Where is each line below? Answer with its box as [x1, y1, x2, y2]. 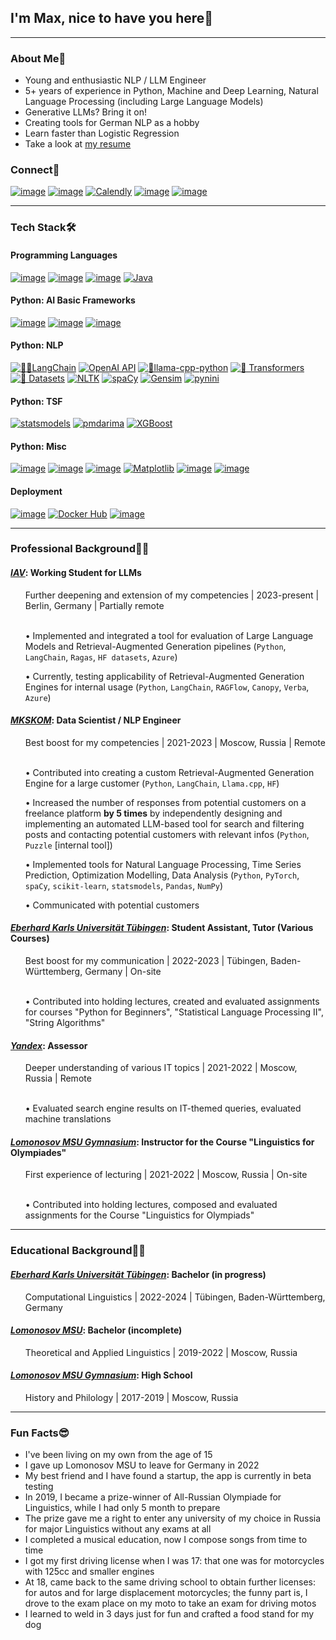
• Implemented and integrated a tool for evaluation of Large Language [24, 629, 314, 641]
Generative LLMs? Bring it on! [24, 106, 147, 118]
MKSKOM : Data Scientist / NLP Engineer [10, 714, 182, 726]
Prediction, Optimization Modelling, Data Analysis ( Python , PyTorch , [24, 869, 300, 881]
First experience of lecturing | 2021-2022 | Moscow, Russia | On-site [24, 1169, 308, 1181]
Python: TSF [10, 395, 63, 407]
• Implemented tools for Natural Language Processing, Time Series [24, 858, 302, 870]
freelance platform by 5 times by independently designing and [24, 807, 283, 819]
